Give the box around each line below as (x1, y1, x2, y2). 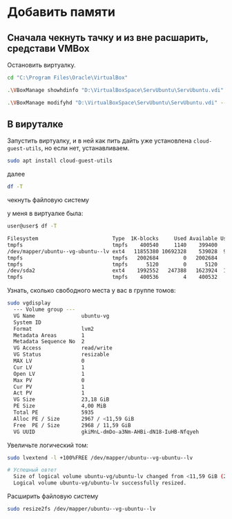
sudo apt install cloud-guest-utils (7, 157, 113, 165)
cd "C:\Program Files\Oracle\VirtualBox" (7, 74, 128, 81)
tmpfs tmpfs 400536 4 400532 (7, 274, 217, 281)
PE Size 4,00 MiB (13, 403, 107, 410)
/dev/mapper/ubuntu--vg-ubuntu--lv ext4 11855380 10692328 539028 (7, 248, 217, 255)
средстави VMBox (7, 42, 90, 54)
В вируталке (7, 118, 64, 130)
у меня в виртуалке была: (7, 209, 84, 218)
